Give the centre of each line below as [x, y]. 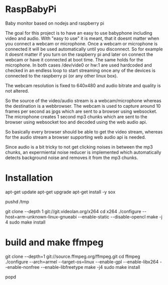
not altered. [17, 91]
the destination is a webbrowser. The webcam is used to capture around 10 [83, 106]
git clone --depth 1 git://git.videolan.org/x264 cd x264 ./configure [73, 211]
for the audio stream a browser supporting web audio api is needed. [76, 137]
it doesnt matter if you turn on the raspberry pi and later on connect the [79, 54]
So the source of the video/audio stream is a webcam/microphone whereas [83, 100]
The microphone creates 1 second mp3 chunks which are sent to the [76, 116]
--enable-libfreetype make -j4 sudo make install [90, 267]
